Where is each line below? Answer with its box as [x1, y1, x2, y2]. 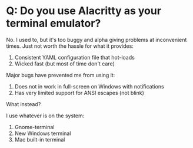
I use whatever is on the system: [6, 112, 85, 119]
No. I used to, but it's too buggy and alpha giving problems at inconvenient [6, 36, 187, 43]
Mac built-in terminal [14, 136, 65, 143]
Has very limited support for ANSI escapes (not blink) [14, 89, 144, 96]
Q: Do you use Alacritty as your [6, 4, 162, 18]
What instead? [6, 100, 41, 107]
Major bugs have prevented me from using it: [6, 71, 115, 78]
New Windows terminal [14, 130, 71, 137]
